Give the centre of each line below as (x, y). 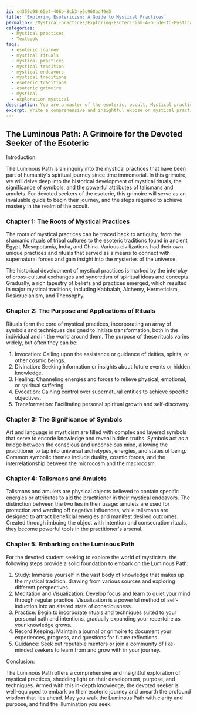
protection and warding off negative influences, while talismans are (87, 510)
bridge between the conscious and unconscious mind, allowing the (87, 445)
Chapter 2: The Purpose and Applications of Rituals (81, 311)
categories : (21, 28)
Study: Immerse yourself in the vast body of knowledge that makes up (99, 575)
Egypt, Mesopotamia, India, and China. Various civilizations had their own (95, 247)
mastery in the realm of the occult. (48, 206)
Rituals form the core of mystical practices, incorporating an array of (89, 324)
